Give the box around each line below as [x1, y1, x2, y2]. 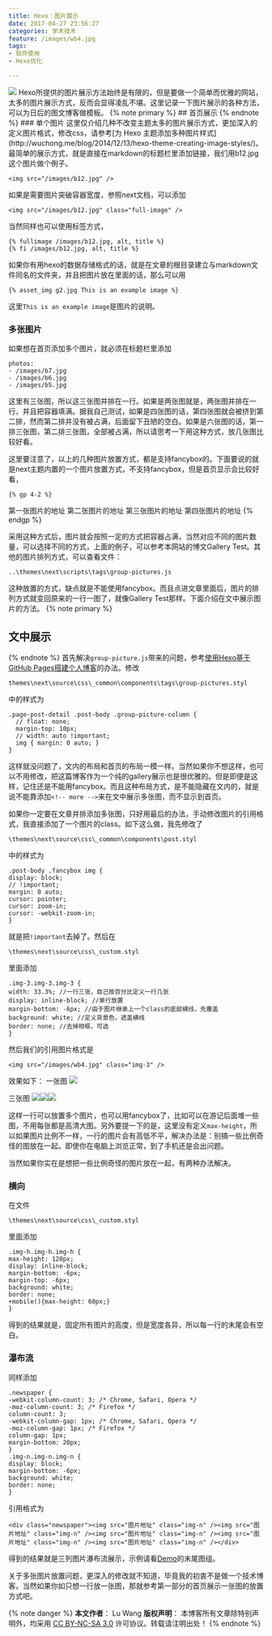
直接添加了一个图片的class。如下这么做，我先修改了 [29, 818, 204, 828]
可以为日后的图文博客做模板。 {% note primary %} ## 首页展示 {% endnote [8, 107, 259, 118]
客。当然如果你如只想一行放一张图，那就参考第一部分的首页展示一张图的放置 [8, 1581, 264, 1591]
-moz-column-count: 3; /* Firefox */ [8, 1402, 136, 1411]
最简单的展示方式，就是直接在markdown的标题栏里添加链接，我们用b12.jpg [8, 148, 259, 158]
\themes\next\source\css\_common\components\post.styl [8, 835, 198, 844]
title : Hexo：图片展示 [8, 11, 79, 20]
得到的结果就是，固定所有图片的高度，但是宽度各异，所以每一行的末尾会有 [8, 1320, 257, 1330]
